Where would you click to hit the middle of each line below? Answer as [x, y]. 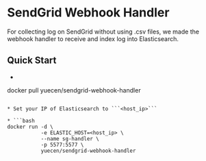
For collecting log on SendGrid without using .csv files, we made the [103, 32]
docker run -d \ [30, 127]
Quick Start [32, 61]
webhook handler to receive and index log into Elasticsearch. [93, 38]
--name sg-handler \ [70, 138]
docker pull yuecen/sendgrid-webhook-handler [74, 90]
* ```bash [21, 121]
